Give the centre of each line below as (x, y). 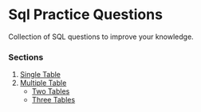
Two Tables (51, 91)
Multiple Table (43, 83)
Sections (26, 57)
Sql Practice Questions (86, 15)
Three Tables (53, 100)
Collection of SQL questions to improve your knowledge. (101, 37)
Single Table (40, 75)
